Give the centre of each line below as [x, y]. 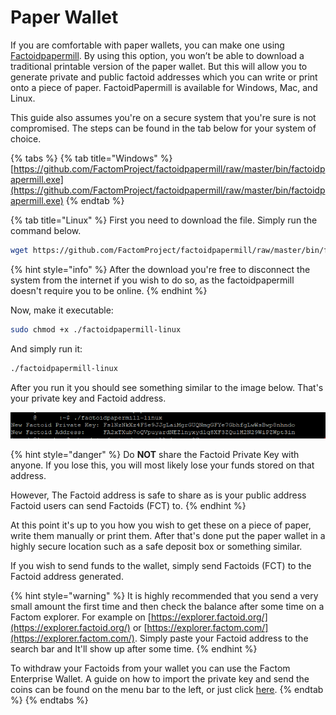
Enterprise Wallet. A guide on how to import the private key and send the [160, 679]
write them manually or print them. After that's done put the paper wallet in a [168, 536]
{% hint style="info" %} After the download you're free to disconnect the [160, 269]
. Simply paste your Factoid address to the [221, 638]
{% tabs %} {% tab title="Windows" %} [91, 158]
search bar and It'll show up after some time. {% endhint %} [134, 649]
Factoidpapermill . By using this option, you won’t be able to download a [157, 55]
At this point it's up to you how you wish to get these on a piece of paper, [161, 525]
